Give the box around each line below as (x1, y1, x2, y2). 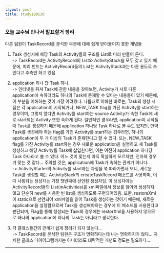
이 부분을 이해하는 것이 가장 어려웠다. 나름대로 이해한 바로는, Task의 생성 (12, 98, 150, 104)
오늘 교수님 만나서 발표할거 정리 (5, 29, 75, 36)
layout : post (5, 7, 32, 12)
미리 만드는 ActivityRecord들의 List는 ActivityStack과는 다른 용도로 (22, 63, 152, 69)
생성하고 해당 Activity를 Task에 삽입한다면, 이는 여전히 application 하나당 (12, 147, 153, 153)
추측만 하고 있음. (25, 69, 57, 75)
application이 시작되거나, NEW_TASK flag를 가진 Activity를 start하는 (26, 104, 159, 110)
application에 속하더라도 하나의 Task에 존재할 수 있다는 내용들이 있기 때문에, (12, 92, 159, 98)
